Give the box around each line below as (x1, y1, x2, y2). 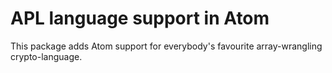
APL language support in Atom (10, 7, 270, 30)
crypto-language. (10, 50, 83, 62)
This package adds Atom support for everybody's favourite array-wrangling (10, 40, 323, 52)
